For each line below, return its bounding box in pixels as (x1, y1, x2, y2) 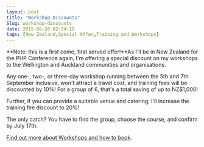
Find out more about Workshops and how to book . (6, 134, 132, 142)
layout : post (6, 9, 40, 15)
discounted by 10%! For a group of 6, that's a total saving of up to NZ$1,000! (6, 86, 199, 93)
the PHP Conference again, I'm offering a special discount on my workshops (6, 55, 198, 62)
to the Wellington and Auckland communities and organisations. (6, 61, 166, 69)
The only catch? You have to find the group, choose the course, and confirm (6, 116, 198, 123)
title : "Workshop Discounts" (6, 15, 80, 21)
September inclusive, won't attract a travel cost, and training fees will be (6, 80, 188, 87)
